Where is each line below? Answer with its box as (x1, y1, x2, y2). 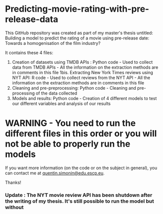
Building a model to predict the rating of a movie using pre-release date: (5, 35, 149, 41)
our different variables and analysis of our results (12, 100, 111, 106)
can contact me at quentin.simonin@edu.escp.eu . (5, 170, 105, 176)
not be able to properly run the (5, 138, 130, 150)
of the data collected (36, 90, 77, 96)
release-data (5, 14, 58, 25)
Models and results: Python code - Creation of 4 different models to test (12, 95, 157, 101)
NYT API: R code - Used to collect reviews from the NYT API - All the (12, 75, 150, 80)
